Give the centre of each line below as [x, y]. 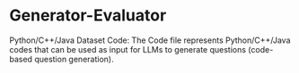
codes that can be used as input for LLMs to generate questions [128, 49]
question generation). [74, 59]
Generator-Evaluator [88, 16]
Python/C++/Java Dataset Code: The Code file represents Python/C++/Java [150, 40]
